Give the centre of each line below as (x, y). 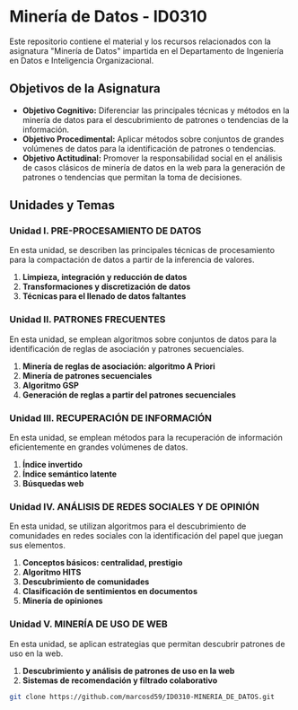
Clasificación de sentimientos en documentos (110, 592)
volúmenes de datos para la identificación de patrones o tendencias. (149, 148)
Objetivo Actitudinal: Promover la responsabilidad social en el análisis (152, 158)
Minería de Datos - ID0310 (109, 17)
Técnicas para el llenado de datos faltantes (104, 296)
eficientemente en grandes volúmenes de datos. (99, 447)
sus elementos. (37, 546)
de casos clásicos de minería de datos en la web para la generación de (153, 167)
